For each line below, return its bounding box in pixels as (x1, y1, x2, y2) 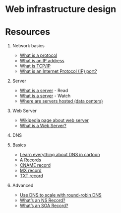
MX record (19, 168, 42, 174)
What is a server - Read (19, 88, 68, 94)
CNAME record (19, 162, 51, 168)
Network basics (12, 43, 45, 49)
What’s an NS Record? (19, 198, 65, 204)
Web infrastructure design (5, 3, 117, 15)
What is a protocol (19, 52, 58, 58)
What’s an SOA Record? (19, 203, 68, 209)
